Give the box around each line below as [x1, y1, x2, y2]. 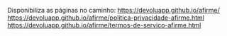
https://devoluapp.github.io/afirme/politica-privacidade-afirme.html [7, 13, 204, 22]
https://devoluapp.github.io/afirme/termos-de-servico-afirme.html [7, 21, 201, 29]
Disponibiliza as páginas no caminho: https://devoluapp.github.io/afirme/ [7, 6, 220, 14]
